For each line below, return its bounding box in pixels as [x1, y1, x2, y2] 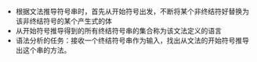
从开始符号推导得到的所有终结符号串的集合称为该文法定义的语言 [15, 26, 222, 35]
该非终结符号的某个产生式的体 [15, 16, 112, 26]
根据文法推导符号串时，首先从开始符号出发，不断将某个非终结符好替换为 [15, 7, 249, 15]
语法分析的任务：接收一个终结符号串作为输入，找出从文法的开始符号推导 [15, 36, 249, 45]
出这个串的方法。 [15, 46, 71, 54]
